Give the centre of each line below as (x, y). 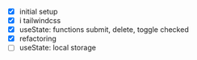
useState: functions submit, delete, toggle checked (104, 30)
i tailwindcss (40, 21)
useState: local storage (57, 48)
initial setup (38, 12)
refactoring (38, 38)
